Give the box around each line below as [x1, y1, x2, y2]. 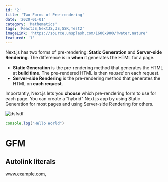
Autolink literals [5, 157, 57, 166]
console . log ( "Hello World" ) [5, 120, 65, 126]
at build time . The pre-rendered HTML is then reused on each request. [12, 70, 160, 76]
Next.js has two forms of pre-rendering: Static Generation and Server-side [5, 49, 162, 55]
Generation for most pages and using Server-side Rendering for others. [5, 101, 154, 107]
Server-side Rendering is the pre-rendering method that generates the [12, 75, 161, 81]
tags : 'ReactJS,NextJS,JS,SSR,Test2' [5, 26, 85, 31]
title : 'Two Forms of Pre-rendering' [5, 12, 85, 17]
